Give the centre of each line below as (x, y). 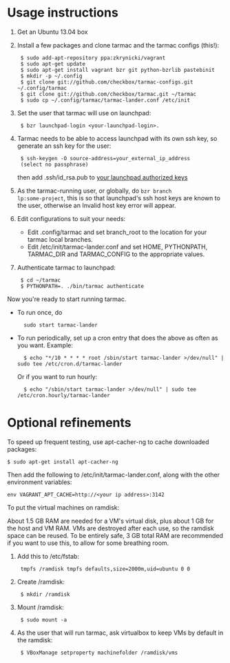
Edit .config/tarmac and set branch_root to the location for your (117, 232)
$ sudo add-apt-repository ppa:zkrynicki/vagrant (93, 58)
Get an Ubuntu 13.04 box (52, 32)
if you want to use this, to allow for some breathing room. (88, 543)
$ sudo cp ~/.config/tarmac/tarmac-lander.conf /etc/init (105, 100)
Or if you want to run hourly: (57, 376)
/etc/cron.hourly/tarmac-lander (63, 395)
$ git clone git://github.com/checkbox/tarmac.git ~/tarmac (108, 94)
